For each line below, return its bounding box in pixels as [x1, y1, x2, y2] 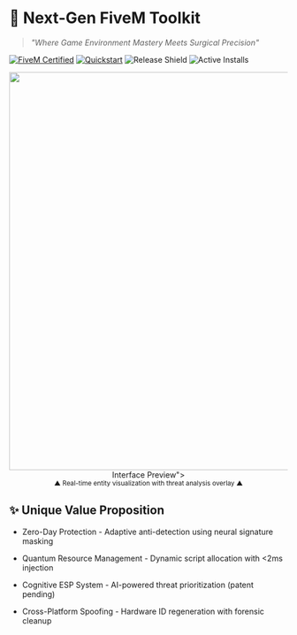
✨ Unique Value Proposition [9, 503, 165, 518]
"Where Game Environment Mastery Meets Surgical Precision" [30, 37, 260, 48]
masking [21, 535, 54, 547]
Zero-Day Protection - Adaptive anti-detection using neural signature [21, 526, 274, 537]
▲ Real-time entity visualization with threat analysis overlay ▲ [54, 478, 243, 487]
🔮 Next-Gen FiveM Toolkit [9, 8, 201, 28]
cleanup [21, 615, 52, 626]
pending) [21, 588, 56, 600]
